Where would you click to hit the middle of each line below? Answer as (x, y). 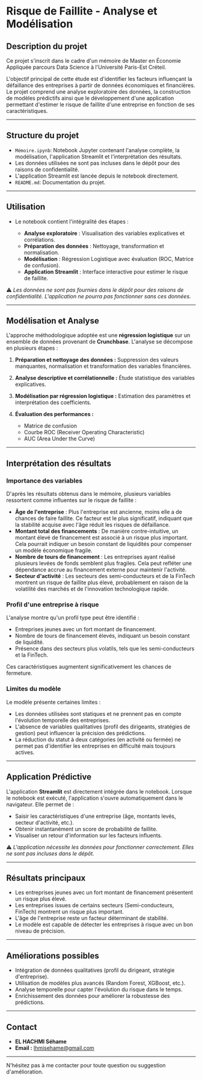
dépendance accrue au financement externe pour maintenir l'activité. (101, 570)
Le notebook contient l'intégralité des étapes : (72, 221)
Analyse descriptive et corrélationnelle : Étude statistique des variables (105, 378)
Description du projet (47, 46)
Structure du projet (43, 136)
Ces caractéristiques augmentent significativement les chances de (89, 667)
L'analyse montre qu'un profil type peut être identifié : (73, 618)
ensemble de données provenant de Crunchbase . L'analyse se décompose (99, 342)
